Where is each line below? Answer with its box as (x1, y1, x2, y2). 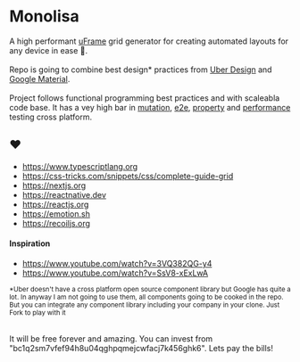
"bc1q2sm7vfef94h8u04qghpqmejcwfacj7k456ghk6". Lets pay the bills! (9, 342, 274, 353)
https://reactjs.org (21, 199, 89, 210)
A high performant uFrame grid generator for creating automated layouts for (9, 36, 288, 46)
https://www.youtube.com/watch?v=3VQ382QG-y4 (21, 258, 212, 268)
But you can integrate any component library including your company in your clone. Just (9, 300, 280, 309)
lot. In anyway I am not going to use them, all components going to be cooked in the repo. (9, 292, 284, 301)
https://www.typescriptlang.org (21, 160, 138, 171)
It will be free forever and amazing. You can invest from (9, 333, 213, 344)
